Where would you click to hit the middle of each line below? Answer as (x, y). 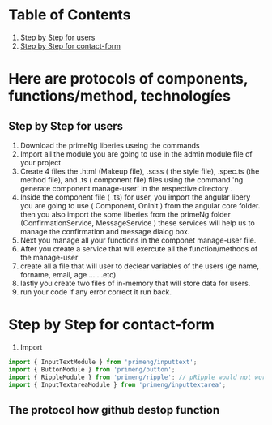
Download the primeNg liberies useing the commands (110, 145)
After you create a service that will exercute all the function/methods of (139, 248)
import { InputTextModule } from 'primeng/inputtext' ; (103, 362)
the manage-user (49, 257)
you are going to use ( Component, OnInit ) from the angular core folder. (140, 205)
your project (40, 162)
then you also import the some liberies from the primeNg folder (125, 214)
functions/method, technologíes (119, 96)
